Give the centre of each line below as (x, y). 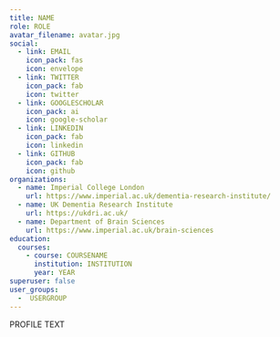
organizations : (38, 179)
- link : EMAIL (44, 52)
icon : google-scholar (67, 120)
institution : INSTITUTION (83, 264)
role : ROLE (30, 26)
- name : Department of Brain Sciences (92, 221)
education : (30, 238)
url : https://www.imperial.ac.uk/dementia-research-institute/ (149, 196)
